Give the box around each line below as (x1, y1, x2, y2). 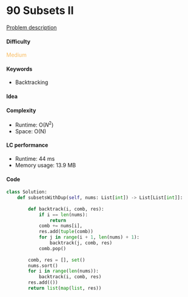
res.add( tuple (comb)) (38, 229, 94, 235)
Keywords (6, 65, 33, 72)
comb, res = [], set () (28, 257, 86, 263)
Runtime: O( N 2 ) (15, 120, 54, 128)
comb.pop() (38, 245, 67, 251)
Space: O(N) (15, 127, 47, 135)
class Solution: (6, 189, 47, 195)
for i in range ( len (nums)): (28, 268, 99, 274)
